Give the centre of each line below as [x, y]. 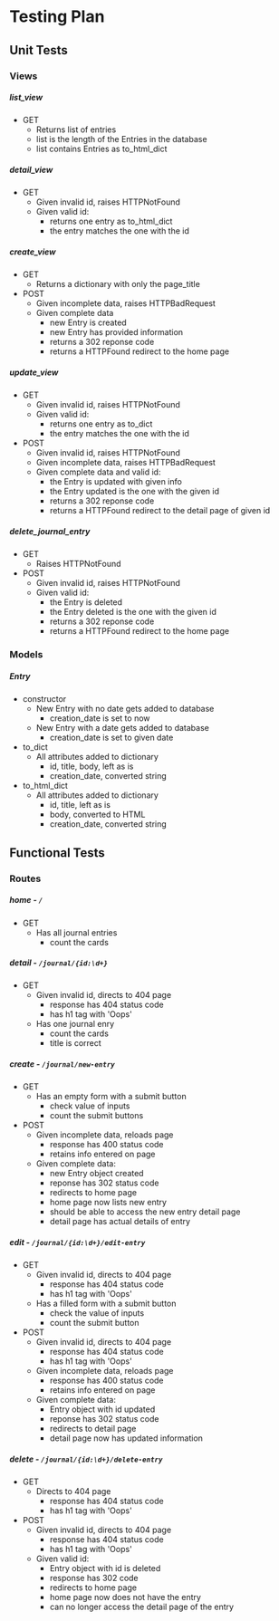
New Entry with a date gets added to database [123, 728]
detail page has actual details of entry [120, 1222]
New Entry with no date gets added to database [125, 709]
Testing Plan [57, 17]
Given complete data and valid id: [98, 472]
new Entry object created [96, 1174]
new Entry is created [88, 322]
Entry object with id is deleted [105, 1568]
